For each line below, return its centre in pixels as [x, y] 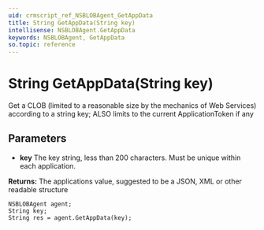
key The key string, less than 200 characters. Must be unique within [130, 158]
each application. [48, 165]
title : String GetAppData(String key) [72, 23]
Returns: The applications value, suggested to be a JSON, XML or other [125, 181]
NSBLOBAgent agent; [40, 204]
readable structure [38, 189]
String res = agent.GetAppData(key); [70, 217]
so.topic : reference [42, 45]
